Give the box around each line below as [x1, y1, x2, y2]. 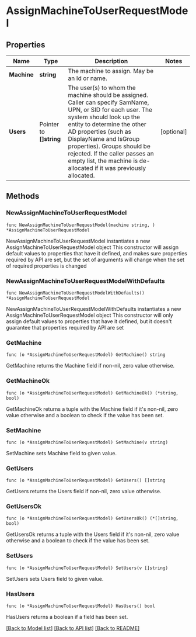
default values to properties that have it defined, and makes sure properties [6, 250, 188, 257]
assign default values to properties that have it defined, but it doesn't [6, 317, 172, 325]
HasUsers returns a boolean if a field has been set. [6, 614, 128, 621]
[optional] [160, 127, 187, 136]
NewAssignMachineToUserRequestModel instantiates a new [6, 237, 150, 244]
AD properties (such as [68, 127, 131, 136]
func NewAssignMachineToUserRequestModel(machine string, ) [6, 222, 156, 228]
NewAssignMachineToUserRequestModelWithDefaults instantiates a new [6, 305, 181, 312]
